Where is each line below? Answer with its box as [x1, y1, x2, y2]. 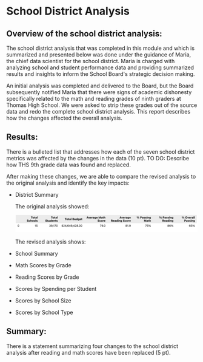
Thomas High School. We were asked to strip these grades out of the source [6, 101, 198, 109]
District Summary [15, 191, 59, 198]
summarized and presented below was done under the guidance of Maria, [6, 51, 191, 58]
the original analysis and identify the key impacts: [6, 179, 130, 186]
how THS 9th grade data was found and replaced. [6, 161, 131, 168]
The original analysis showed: [15, 202, 90, 210]
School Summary [15, 250, 59, 257]
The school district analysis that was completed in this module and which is [6, 44, 195, 52]
